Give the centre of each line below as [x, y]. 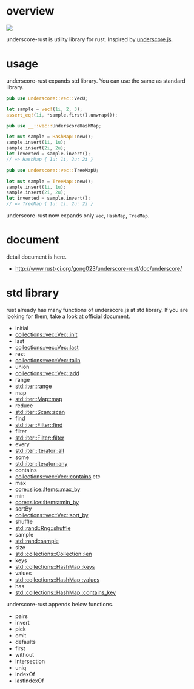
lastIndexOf [29, 681]
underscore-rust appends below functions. [60, 604]
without [25, 654]
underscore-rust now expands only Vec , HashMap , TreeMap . [78, 216]
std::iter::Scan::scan [40, 412]
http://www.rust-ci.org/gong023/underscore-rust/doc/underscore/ [99, 268]
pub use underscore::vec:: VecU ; [47, 98]
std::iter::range [33, 386]
